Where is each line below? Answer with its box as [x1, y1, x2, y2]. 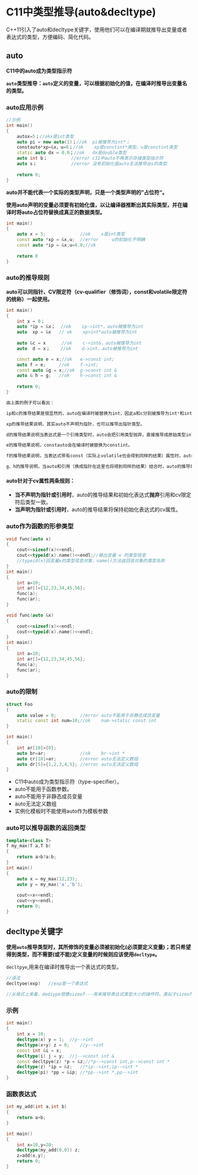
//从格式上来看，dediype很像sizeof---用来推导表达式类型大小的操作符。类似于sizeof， [6, 991, 197, 998]
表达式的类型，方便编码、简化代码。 [6, 33, 94, 40]
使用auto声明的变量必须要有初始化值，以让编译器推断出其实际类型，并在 [6, 201, 183, 208]
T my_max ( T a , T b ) [6, 843, 51, 849]
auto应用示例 [6, 103, 44, 111]
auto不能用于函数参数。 [14, 785, 72, 793]
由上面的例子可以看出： [6, 400, 55, 405]
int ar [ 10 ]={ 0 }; [16, 745, 57, 751]
